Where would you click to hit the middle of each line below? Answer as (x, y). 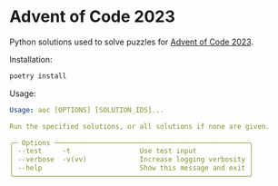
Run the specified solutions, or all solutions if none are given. (140, 126)
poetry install (38, 76)
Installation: (31, 59)
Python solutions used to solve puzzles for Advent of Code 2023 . (132, 42)
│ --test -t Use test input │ (132, 152)
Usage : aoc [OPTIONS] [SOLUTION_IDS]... (87, 110)
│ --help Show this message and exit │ (132, 168)
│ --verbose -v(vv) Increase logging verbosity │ (132, 160)
